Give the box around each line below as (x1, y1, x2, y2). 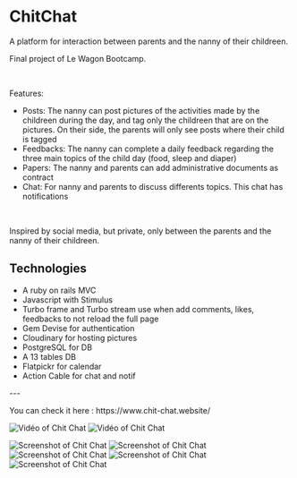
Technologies (9, 261, 88, 277)
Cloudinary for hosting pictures (21, 332, 138, 343)
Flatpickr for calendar (21, 361, 102, 371)
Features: (9, 88, 45, 98)
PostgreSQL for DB (21, 342, 92, 353)
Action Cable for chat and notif (21, 370, 136, 381)
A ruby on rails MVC (21, 285, 97, 295)
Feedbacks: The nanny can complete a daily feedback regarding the (21, 143, 275, 154)
